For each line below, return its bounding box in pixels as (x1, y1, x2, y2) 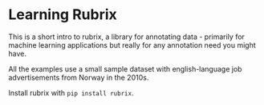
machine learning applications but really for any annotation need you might (8, 40, 257, 49)
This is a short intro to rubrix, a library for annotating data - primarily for (8, 32, 245, 41)
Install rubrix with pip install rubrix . (8, 87, 134, 97)
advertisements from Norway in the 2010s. (8, 72, 149, 82)
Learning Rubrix (8, 6, 118, 24)
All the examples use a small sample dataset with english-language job (8, 64, 242, 73)
